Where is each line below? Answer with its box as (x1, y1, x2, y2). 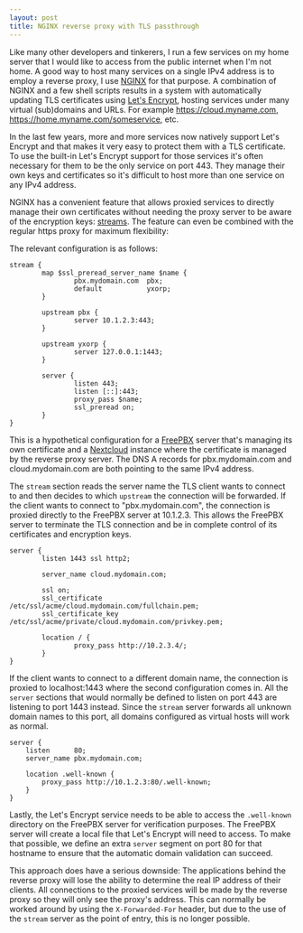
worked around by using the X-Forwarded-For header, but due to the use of (9, 903, 287, 914)
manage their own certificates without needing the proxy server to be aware (9, 206, 292, 217)
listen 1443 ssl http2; (41, 554, 131, 563)
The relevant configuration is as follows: (9, 243, 159, 254)
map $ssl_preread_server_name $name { (41, 268, 188, 277)
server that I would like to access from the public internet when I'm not (9, 56, 272, 67)
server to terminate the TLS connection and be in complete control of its (9, 518, 278, 529)
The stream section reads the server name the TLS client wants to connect (9, 480, 286, 491)
